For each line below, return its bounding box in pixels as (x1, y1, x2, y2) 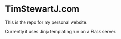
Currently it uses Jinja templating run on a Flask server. (5, 28, 117, 34)
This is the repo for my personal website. (5, 19, 88, 25)
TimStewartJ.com (5, 3, 80, 14)
